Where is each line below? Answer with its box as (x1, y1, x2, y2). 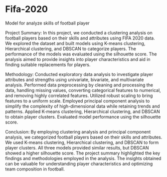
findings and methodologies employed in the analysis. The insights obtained (5, 155, 162, 161)
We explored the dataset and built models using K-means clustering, (5, 40, 146, 46)
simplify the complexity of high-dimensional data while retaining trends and (5, 103, 160, 109)
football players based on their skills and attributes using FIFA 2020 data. (5, 35, 156, 41)
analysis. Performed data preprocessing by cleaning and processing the (5, 81, 154, 88)
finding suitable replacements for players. (5, 61, 91, 67)
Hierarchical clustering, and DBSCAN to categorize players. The (5, 45, 136, 51)
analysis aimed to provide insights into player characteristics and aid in (5, 56, 151, 62)
